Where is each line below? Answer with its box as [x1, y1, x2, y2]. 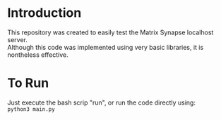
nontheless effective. [7, 51, 68, 59]
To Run [7, 75, 49, 91]
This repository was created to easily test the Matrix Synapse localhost [7, 28, 214, 36]
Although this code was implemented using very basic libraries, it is [7, 43, 204, 51]
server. [7, 35, 28, 44]
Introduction [7, 5, 82, 21]
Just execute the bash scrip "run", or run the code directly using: [7, 98, 196, 107]
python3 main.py [7, 105, 55, 113]
